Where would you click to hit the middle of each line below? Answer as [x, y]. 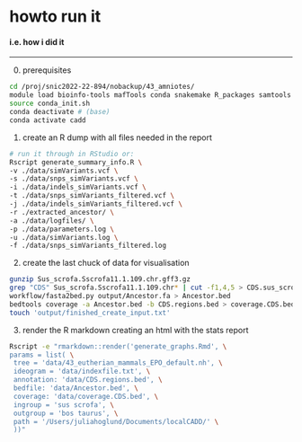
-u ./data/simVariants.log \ [64, 237]
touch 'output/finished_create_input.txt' [90, 313]
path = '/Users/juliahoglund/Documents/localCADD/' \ [116, 421]
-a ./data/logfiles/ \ [52, 221]
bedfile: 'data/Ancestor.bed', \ [76, 388]
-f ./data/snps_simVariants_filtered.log [88, 246]
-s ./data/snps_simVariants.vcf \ [74, 179]
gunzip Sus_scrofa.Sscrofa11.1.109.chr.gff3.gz [100, 279]
